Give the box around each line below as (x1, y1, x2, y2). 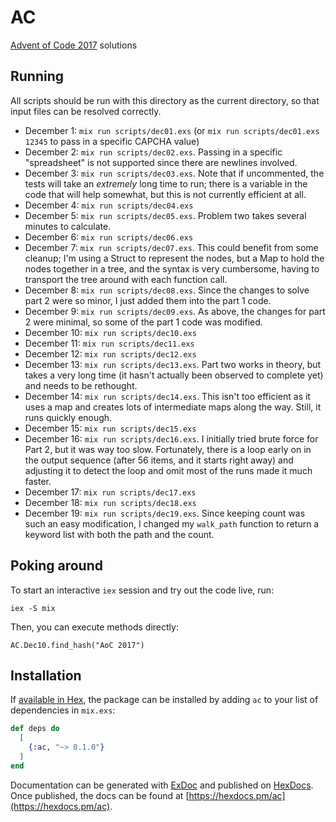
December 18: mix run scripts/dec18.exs (24, 496, 197, 508)
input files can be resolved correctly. (10, 105, 162, 117)
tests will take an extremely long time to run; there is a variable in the (24, 177, 308, 190)
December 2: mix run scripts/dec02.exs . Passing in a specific (24, 146, 283, 158)
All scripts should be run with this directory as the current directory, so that (10, 94, 320, 106)
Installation (10, 667, 82, 684)
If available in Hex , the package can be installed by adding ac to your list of (10, 694, 319, 706)
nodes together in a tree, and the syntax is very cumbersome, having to (24, 262, 320, 275)
